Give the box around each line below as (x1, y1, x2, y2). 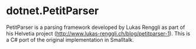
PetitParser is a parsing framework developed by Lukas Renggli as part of (6, 24, 185, 31)
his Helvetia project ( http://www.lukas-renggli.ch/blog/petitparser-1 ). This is (6, 30, 191, 37)
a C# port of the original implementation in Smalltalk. (6, 36, 134, 43)
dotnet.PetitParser (6, 4, 99, 18)
